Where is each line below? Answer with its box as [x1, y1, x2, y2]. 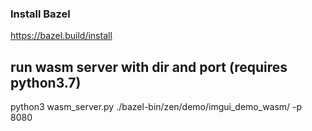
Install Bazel [10, 7, 71, 21]
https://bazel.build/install [10, 30, 113, 42]
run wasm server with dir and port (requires [10, 58, 288, 76]
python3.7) [10, 74, 82, 91]
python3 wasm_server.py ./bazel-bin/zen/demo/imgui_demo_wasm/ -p [10, 101, 303, 113]
